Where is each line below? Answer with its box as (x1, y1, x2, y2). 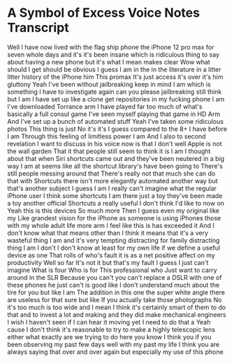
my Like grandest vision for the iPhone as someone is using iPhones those (7, 213, 221, 222)
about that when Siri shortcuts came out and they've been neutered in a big (7, 154, 225, 162)
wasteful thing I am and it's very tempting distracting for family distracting (7, 236, 220, 244)
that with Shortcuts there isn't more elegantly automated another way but (7, 176, 218, 185)
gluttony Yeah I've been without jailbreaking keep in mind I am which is (7, 80, 211, 88)
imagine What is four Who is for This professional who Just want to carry (7, 266, 218, 274)
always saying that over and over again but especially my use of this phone (7, 348, 224, 356)
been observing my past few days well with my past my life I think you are (7, 340, 220, 348)
